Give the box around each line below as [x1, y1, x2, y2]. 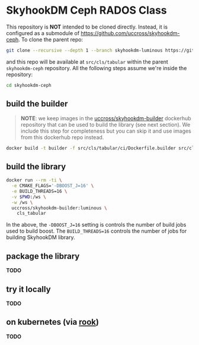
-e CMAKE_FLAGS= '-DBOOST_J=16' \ [11, 183, 94, 189]
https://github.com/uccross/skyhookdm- [81, 29, 180, 36]
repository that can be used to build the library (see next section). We [20, 121, 191, 128]
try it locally [6, 284, 52, 294]
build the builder [6, 99, 68, 109]
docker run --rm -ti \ [6, 177, 62, 183]
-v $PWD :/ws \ [11, 194, 46, 200]
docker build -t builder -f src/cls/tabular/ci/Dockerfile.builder [6, 145, 176, 151]
